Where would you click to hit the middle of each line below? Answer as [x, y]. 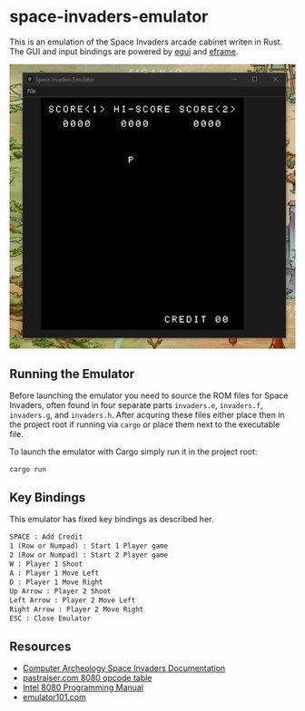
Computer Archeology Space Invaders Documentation [124, 667]
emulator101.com [54, 696]
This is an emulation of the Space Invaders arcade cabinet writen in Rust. [146, 42]
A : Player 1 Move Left [54, 573]
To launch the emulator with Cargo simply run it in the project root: [133, 452]
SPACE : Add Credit [46, 537]
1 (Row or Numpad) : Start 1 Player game [89, 546]
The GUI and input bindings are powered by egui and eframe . [124, 51]
